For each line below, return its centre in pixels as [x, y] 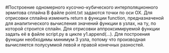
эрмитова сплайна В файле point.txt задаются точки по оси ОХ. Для [79, 13]
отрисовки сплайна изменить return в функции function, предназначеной [84, 18]
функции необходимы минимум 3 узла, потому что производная [75, 39]
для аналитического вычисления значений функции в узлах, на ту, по [81, 23]
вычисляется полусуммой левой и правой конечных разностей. [75, 45]
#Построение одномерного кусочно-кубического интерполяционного [82, 7]
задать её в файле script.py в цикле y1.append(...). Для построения [78, 34]
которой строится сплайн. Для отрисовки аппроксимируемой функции [82, 29]
